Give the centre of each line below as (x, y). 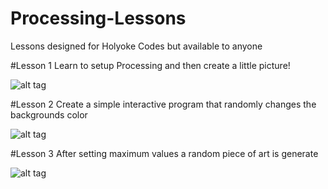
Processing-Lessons (98, 18)
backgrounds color (49, 114)
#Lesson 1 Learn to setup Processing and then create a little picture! (150, 65)
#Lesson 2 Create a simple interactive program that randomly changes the (163, 104)
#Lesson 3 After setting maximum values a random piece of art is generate (164, 153)
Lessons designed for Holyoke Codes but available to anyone (136, 46)
